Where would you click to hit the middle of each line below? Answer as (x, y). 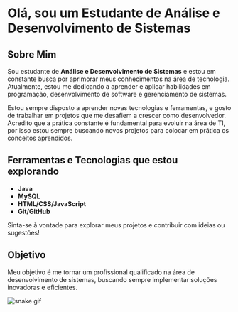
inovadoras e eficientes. (43, 287)
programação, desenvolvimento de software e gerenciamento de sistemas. (117, 94)
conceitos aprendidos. (40, 138)
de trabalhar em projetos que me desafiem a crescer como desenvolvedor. (117, 115)
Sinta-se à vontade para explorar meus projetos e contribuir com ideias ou (116, 225)
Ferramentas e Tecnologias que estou (93, 160)
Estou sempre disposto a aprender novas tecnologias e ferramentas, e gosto (119, 108)
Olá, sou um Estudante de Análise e (114, 13)
